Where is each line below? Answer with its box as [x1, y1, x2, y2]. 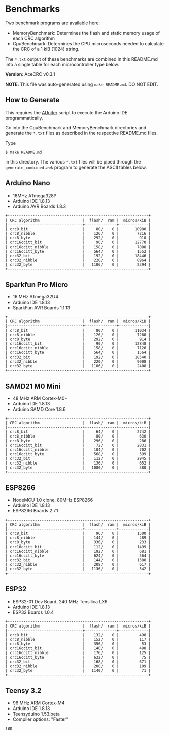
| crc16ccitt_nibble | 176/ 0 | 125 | [5, 650, 151, 655]
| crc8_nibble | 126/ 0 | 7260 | [5, 332, 151, 338]
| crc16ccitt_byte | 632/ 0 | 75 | [5, 655, 151, 660]
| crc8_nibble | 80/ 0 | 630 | [5, 434, 151, 439]
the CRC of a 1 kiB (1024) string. [12, 46, 80, 52]
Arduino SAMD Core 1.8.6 [12, 406, 66, 413]
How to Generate [5, 96, 60, 104]
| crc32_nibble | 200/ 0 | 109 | [5, 663, 151, 669]
